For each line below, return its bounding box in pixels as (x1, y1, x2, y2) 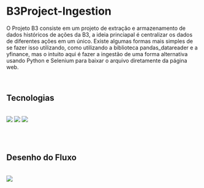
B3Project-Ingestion (6, 4, 112, 18)
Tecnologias (6, 93, 55, 103)
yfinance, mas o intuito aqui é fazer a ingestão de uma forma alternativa (6, 50, 188, 57)
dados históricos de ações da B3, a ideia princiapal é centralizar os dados (6, 31, 193, 38)
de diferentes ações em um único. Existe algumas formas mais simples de (6, 37, 193, 45)
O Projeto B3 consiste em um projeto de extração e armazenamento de (6, 24, 186, 32)
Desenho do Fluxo (6, 153, 77, 163)
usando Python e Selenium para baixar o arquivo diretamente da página (6, 57, 187, 64)
